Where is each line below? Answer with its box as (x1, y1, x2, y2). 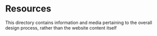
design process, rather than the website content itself (5, 24, 117, 30)
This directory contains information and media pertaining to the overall (5, 19, 152, 25)
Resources (5, 3, 52, 14)
